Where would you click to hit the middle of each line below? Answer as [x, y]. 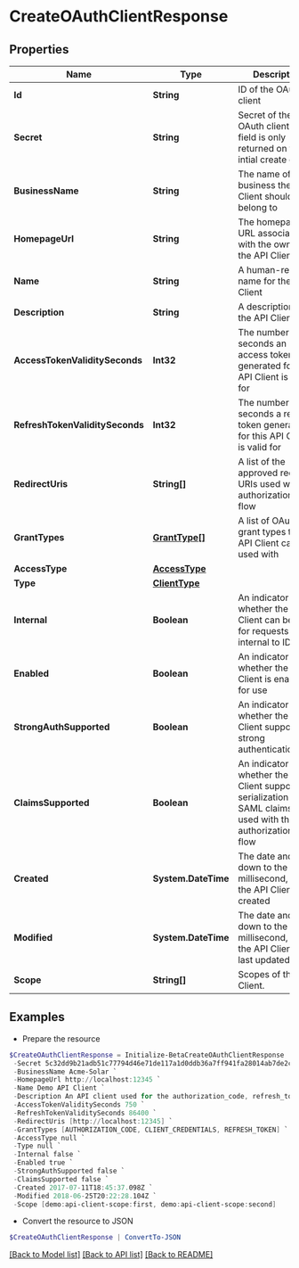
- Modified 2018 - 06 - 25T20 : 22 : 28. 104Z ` [85, 1196]
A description [266, 307]
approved [258, 473]
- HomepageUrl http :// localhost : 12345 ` [87, 1080]
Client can [259, 620]
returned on [263, 148]
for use [253, 690]
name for [257, 281]
